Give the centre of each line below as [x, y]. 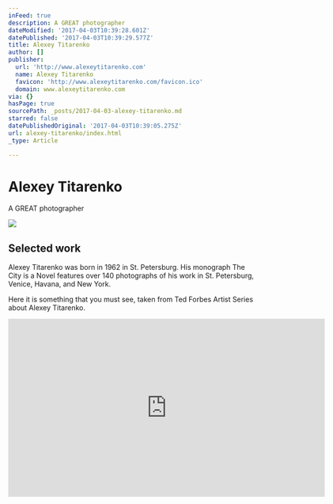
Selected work [45, 248]
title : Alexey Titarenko [49, 45]
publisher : [26, 60]
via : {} [21, 97]
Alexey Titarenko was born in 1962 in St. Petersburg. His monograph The [127, 267]
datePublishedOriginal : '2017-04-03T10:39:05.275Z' [95, 126]
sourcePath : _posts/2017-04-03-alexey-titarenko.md [95, 112]
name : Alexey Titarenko [54, 74]
